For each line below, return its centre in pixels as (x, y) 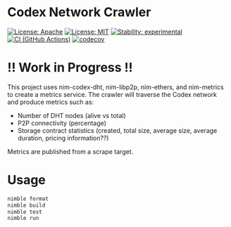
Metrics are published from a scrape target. (70, 151)
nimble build (26, 205)
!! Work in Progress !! (70, 68)
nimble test (25, 212)
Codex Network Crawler (79, 12)
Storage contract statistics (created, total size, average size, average (117, 130)
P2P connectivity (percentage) (62, 123)
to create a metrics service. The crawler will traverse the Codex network (112, 94)
